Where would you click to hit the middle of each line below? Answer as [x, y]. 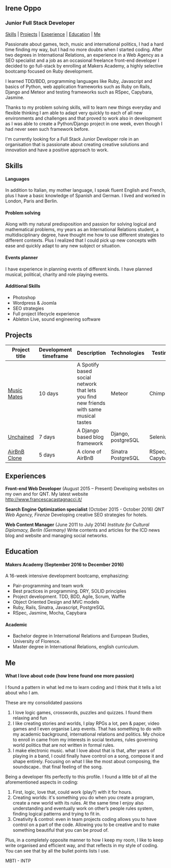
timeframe [55, 356]
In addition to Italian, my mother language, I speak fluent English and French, [85, 190]
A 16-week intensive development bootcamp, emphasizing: [67, 576]
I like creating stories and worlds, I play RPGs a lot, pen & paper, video [86, 723]
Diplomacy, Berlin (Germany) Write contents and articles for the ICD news [83, 530]
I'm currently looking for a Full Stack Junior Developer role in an [72, 139]
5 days [47, 454]
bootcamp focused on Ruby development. [49, 71]
